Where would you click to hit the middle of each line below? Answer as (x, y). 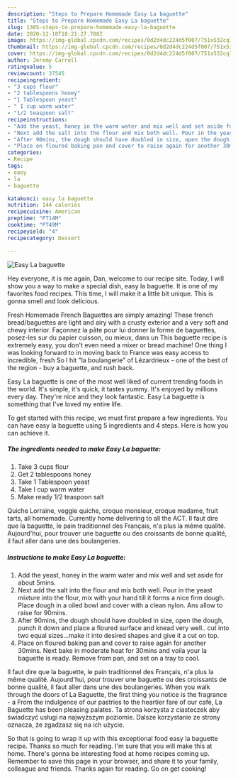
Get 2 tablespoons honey (55, 475)
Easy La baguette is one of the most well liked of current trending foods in (115, 381)
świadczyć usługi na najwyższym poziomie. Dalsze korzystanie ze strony (114, 717)
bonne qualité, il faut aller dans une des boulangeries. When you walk (109, 687)
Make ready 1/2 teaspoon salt (61, 497)
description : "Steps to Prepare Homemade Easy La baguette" (98, 14)
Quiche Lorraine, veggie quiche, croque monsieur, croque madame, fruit (113, 511)
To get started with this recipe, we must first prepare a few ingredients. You (118, 418)
